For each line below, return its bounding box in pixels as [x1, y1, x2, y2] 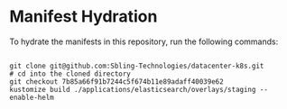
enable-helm [9, 93, 54, 102]
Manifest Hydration [9, 6, 158, 27]
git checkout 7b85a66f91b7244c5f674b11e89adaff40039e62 [9, 77, 224, 86]
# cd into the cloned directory [9, 69, 131, 78]
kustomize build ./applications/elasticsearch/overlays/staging [9, 85, 256, 94]
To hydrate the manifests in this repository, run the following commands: [9, 36, 279, 47]
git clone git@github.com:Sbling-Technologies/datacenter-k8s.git [9, 61, 264, 70]
